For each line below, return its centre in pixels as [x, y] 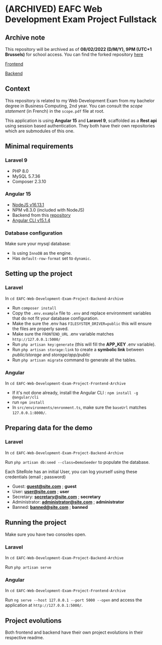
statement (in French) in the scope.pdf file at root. [55, 111]
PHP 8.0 [20, 171]
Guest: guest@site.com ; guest [44, 486]
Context [18, 89]
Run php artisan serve [28, 567]
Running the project [36, 523]
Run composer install [34, 308]
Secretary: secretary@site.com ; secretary [56, 497]
